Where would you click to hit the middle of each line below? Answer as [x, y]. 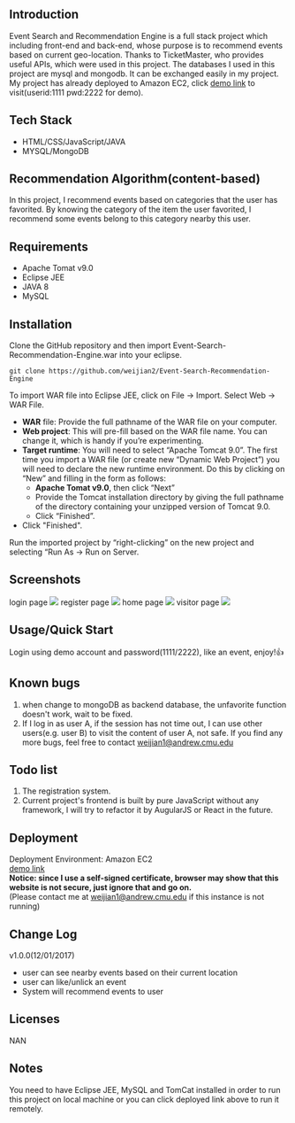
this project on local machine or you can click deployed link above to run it [144, 1099]
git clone [27, 371]
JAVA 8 [35, 287]
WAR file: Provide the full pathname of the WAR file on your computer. [149, 422]
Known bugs [45, 683]
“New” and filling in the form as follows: [94, 478]
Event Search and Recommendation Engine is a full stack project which [139, 35]
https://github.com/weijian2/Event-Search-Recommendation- [159, 371]
